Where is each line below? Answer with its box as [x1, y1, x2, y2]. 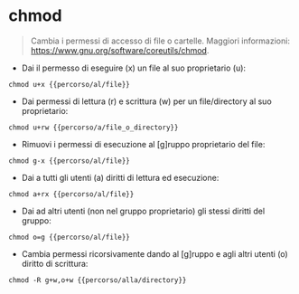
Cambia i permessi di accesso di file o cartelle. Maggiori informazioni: [30, 35, 291, 46]
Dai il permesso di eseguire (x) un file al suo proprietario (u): [21, 62, 246, 73]
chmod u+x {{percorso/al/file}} [8, 80, 130, 89]
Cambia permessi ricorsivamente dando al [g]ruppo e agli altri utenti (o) [21, 248, 288, 259]
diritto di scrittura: [21, 258, 89, 269]
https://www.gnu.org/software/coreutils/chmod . [30, 44, 210, 55]
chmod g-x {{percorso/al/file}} [8, 156, 130, 166]
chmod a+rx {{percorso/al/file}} [8, 189, 135, 199]
